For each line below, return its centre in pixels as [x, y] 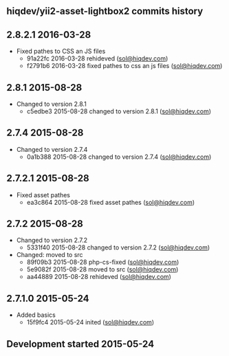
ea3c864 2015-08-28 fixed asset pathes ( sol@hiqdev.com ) [111, 202]
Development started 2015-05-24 [80, 344]
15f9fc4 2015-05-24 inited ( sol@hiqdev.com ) [90, 322]
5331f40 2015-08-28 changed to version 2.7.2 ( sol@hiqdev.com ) [118, 247]
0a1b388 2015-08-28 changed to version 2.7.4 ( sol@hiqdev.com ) [119, 157]
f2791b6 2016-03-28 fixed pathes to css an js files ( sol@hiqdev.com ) [124, 66]
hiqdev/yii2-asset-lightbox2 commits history [105, 11]
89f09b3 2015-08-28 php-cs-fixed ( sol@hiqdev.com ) [103, 262]
